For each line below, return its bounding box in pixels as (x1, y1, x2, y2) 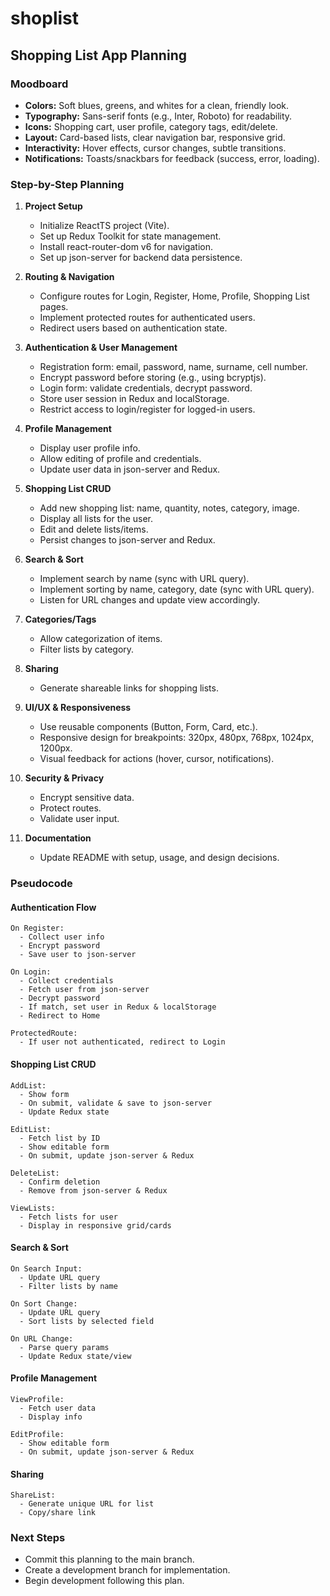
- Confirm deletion (19, 1177, 101, 1187)
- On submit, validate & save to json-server (19, 1098, 213, 1108)
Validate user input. (39, 813, 120, 825)
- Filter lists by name (19, 1281, 118, 1291)
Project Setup (24, 200, 83, 212)
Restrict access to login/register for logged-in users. (39, 403, 256, 416)
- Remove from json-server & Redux (19, 1185, 168, 1196)
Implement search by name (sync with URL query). (39, 573, 250, 585)
